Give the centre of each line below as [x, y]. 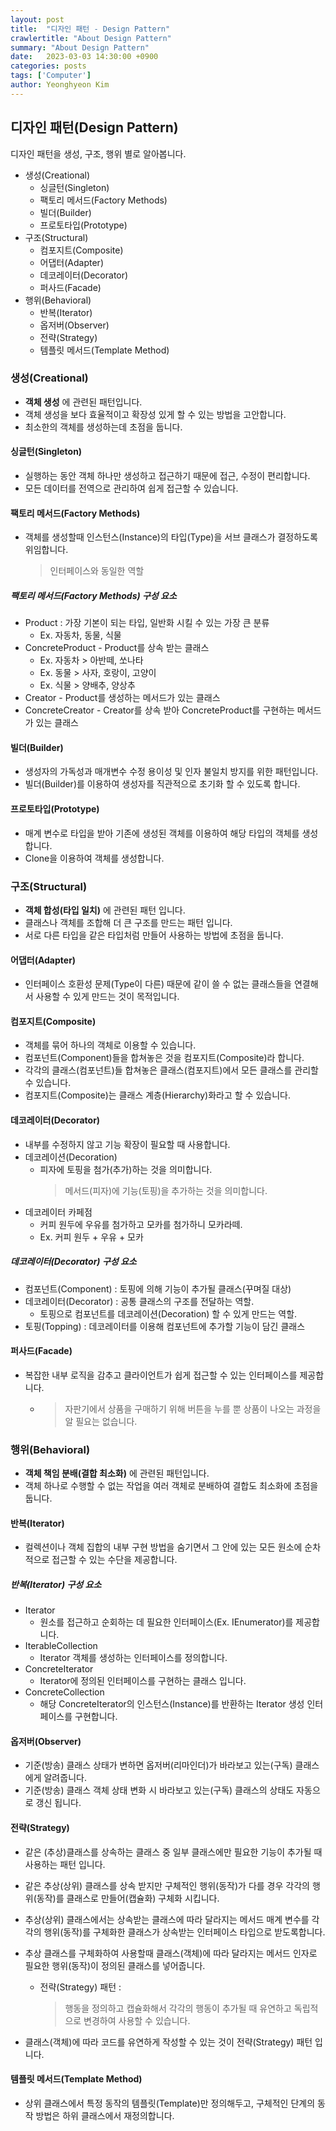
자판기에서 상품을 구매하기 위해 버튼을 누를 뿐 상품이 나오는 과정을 [193, 1408]
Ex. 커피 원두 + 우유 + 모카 [91, 1237]
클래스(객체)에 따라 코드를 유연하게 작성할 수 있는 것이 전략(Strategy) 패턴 [168, 2042]
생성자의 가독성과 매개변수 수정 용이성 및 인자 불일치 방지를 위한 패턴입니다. [171, 772]
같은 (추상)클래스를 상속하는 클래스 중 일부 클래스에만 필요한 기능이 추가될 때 [173, 1852]
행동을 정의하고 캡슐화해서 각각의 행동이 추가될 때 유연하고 [178, 2008]
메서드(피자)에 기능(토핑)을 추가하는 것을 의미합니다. [166, 1190]
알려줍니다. [65, 1778]
